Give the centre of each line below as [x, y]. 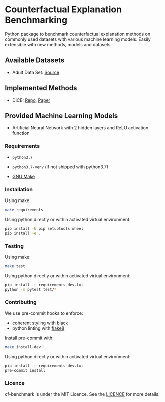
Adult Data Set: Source [36, 72]
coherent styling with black [40, 323]
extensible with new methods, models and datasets [58, 44]
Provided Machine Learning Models [62, 116]
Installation [19, 189]
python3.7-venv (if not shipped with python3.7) [60, 167]
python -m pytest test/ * [31, 289]
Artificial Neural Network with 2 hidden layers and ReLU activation [80, 128]
